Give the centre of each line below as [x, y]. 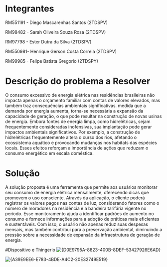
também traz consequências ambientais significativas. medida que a [76, 106]
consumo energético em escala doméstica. [49, 153]
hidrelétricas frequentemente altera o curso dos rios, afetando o [71, 137]
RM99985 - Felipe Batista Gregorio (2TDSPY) [52, 61]
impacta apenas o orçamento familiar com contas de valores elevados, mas [83, 100]
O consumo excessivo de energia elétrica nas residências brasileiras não [80, 95]
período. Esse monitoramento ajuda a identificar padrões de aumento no [80, 213]
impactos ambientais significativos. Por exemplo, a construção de [73, 132]
